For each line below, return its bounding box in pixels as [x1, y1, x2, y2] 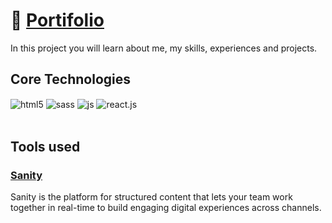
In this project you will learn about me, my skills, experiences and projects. [10, 42, 318, 54]
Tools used [10, 138, 81, 155]
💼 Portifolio [10, 9, 105, 32]
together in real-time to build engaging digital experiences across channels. [10, 202, 322, 214]
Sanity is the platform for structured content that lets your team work [10, 191, 293, 203]
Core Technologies [10, 71, 132, 88]
